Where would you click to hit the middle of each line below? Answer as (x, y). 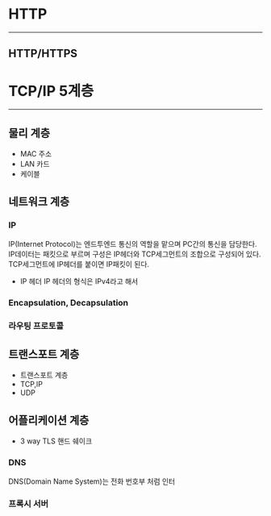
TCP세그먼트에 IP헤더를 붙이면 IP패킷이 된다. (79, 264)
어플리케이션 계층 (49, 420)
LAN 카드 (35, 164)
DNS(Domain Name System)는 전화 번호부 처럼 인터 (92, 481)
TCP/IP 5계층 (51, 91)
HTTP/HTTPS (43, 54)
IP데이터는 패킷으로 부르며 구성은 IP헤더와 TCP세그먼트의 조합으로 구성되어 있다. (135, 254)
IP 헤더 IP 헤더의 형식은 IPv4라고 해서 (79, 281)
